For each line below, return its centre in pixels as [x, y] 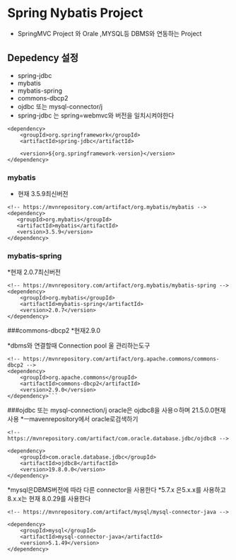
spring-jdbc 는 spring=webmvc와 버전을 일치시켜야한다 [96, 115]
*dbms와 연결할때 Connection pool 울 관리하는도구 [79, 345]
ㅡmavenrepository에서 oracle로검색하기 [81, 419]
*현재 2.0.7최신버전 [34, 272]
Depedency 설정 [43, 58]
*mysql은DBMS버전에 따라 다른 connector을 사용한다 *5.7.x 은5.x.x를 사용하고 [117, 490]
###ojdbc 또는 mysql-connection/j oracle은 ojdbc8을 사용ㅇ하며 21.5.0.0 [111, 410]
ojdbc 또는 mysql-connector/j [60, 106]
